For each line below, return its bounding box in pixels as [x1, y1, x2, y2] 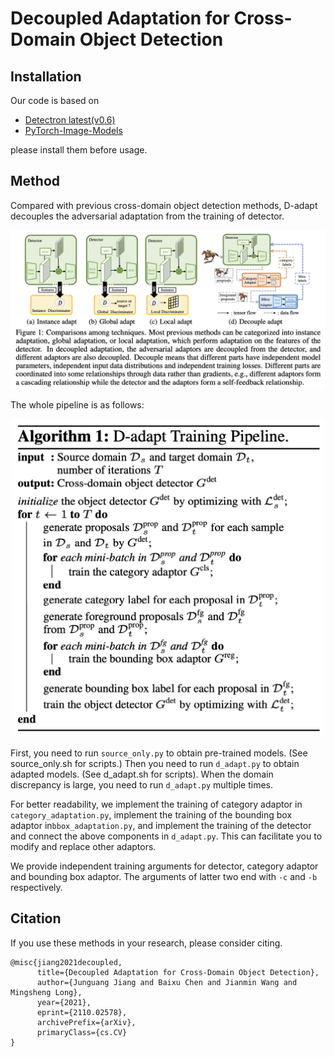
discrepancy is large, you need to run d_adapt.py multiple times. [10, 778, 274, 791]
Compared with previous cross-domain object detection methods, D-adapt [10, 199, 318, 211]
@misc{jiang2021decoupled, [10, 957, 123, 967]
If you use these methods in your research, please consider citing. [10, 937, 283, 949]
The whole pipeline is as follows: [10, 398, 145, 411]
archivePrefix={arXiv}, [36, 1017, 137, 1027]
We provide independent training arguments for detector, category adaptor [10, 860, 319, 872]
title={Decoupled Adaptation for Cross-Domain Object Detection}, [36, 967, 320, 977]
